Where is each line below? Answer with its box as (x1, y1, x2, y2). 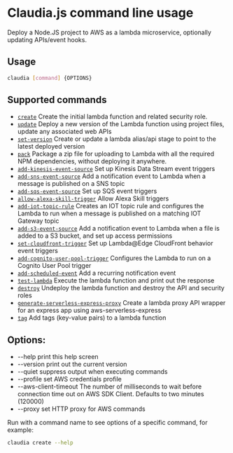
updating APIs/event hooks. (7, 35, 87, 43)
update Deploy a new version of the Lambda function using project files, (17, 120, 225, 128)
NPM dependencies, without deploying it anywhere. (17, 157, 167, 165)
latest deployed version (17, 142, 85, 151)
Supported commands (7, 94, 107, 106)
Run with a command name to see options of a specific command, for (7, 419, 208, 427)
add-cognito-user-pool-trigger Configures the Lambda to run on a (17, 254, 211, 262)
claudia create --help (7, 440, 73, 447)
